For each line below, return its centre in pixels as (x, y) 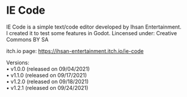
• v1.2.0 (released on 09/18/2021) (47, 82)
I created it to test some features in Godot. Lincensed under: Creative (92, 33)
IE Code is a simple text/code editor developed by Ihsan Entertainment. (94, 27)
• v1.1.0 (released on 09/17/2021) (46, 75)
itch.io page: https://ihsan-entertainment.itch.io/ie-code (75, 51)
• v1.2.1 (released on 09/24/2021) (47, 87)
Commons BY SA (28, 39)
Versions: (18, 62)
